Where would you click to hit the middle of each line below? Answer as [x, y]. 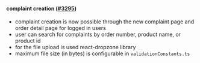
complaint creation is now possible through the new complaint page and [105, 22]
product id [28, 41]
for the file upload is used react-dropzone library [75, 47]
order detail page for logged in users [61, 28]
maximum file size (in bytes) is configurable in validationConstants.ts [102, 53]
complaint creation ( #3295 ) [42, 8]
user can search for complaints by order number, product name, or [98, 34]
